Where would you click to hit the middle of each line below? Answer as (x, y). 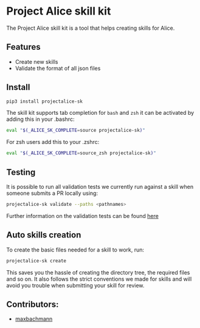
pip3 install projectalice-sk (45, 101)
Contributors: (33, 304)
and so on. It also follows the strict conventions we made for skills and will (99, 279)
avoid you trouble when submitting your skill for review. (75, 285)
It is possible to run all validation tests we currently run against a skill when (100, 187)
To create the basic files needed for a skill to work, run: (75, 250)
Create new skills (36, 61)
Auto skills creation (44, 235)
